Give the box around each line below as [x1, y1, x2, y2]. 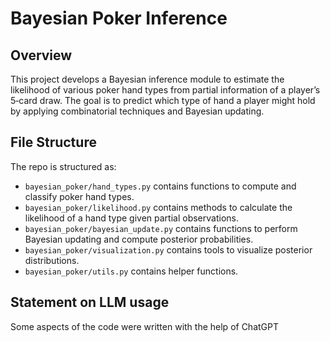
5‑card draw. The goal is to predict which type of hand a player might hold [10, 95, 316, 106]
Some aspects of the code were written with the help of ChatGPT [10, 320, 280, 332]
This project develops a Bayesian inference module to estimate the [10, 73, 285, 85]
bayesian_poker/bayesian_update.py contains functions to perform [24, 222, 298, 234]
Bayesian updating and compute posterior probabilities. [24, 233, 254, 245]
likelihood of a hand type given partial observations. [24, 212, 239, 224]
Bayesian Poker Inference [10, 7, 228, 30]
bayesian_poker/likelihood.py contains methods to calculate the [24, 201, 293, 213]
